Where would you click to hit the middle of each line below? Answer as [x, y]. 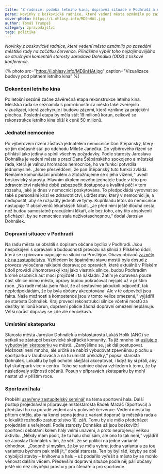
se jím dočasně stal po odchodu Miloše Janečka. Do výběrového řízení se [79, 149]
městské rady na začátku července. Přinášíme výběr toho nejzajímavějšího [80, 51]
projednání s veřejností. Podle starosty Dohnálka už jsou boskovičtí [72, 425]
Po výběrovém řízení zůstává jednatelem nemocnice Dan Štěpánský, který [79, 143]
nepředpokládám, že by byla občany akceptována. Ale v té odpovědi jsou [78, 291]
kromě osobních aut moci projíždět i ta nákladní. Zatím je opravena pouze [78, 275]
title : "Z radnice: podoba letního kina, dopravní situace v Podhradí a [80, 9]
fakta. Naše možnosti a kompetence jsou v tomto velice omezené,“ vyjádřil [80, 296]
